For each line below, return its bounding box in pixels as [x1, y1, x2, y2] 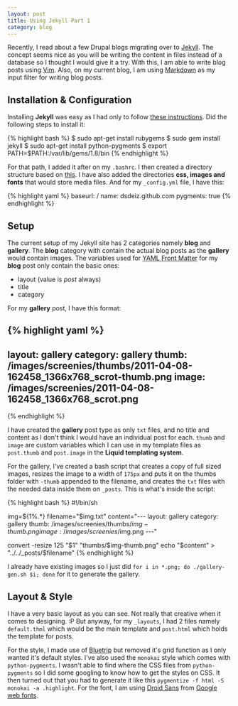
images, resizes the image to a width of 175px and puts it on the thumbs [7, 469, 217, 478]
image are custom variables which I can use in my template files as [7, 441, 201, 450]
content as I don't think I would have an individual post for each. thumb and [7, 433, 225, 442]
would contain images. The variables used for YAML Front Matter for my [7, 254, 218, 262]
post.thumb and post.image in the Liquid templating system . [7, 448, 184, 457]
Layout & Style [7, 590, 73, 602]
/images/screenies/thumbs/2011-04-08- [7, 359, 193, 371]
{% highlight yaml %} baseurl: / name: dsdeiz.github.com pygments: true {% [7, 192, 232, 200]
